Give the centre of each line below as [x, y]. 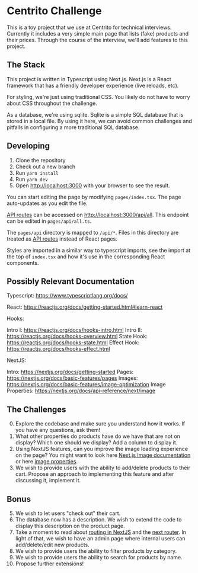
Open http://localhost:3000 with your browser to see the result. [93, 185]
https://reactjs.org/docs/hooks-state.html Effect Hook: [73, 342]
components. [23, 263]
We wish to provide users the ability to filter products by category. [96, 551]
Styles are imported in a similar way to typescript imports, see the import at [99, 250]
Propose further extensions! [49, 564]
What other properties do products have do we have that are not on [98, 436]
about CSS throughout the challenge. [52, 103]
